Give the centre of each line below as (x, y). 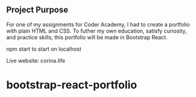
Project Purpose (37, 10)
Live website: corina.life (36, 60)
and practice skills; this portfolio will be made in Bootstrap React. (87, 37)
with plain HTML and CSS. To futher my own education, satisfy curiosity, (97, 31)
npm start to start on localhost (44, 49)
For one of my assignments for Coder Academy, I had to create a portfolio (98, 24)
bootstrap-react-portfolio (72, 85)
